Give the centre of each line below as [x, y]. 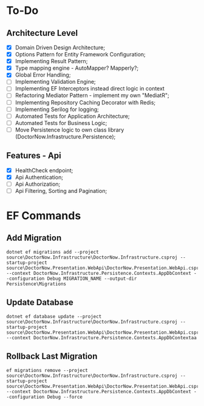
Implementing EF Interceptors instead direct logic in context [90, 89]
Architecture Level [42, 33]
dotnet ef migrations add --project [53, 252]
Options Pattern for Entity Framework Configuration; [80, 55]
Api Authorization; [38, 184]
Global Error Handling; [43, 75]
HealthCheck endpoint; [44, 170]
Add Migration [34, 238]
